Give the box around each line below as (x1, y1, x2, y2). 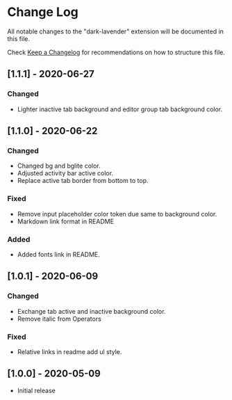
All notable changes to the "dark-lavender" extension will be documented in (7, 27, 224, 35)
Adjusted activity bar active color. (17, 169, 113, 177)
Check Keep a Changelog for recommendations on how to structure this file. (7, 48, 226, 56)
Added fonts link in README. (17, 250, 101, 258)
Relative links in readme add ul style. (17, 347, 122, 355)
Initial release (17, 386, 56, 394)
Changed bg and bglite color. (17, 161, 101, 170)
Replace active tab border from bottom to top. (17, 177, 149, 185)
